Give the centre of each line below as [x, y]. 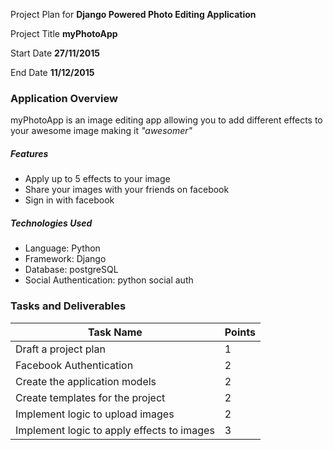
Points [240, 332]
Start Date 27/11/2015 [55, 53]
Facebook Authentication [74, 365]
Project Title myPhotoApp [64, 33]
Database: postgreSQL [71, 270]
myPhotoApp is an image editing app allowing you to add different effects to [166, 120]
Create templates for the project [90, 397]
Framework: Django [65, 259]
